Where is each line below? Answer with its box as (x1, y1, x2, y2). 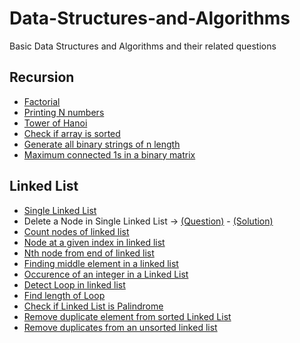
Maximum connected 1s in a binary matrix (23, 148, 196, 161)
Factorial (23, 95, 61, 107)
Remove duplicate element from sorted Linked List (23, 310, 232, 322)
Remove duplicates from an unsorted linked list (23, 321, 218, 333)
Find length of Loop (23, 289, 106, 301)
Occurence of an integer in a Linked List (23, 268, 189, 280)
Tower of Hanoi (23, 117, 88, 129)
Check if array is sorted (23, 127, 121, 139)
